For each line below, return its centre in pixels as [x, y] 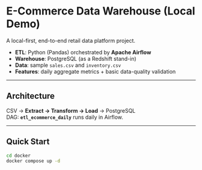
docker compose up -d [33, 161]
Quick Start [28, 142]
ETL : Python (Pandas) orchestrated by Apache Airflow [83, 52]
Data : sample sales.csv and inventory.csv [68, 65]
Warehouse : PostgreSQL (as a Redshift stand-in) [75, 58]
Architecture [31, 96]
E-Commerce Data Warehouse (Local [101, 11]
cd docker [19, 156]
